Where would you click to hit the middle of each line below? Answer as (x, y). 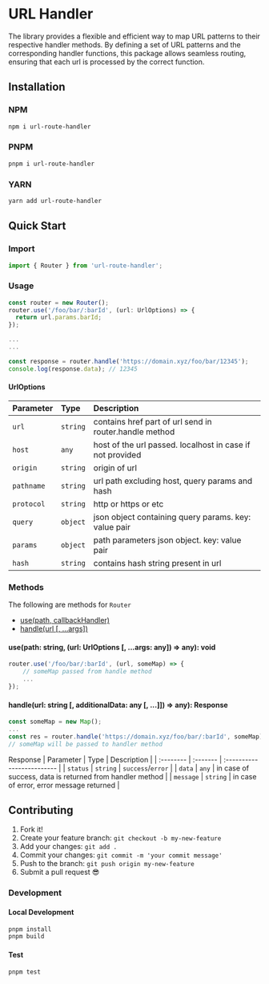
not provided (117, 454)
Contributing (41, 810)
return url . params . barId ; (59, 318)
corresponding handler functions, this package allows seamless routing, (127, 53)
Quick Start (37, 226)
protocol (29, 504)
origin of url (115, 468)
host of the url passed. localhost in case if (172, 445)
